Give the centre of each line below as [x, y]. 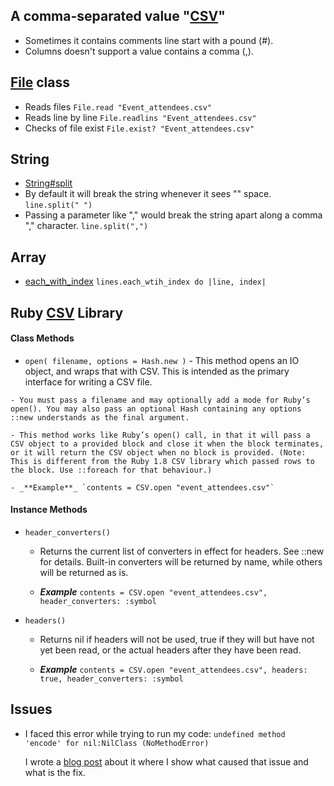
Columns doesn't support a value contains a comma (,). [139, 51]
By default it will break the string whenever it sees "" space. [148, 194]
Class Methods [42, 338]
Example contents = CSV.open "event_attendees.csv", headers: [173, 670]
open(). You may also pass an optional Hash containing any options [156, 409]
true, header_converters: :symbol [111, 679]
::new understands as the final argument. [100, 417]
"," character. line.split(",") [86, 226]
